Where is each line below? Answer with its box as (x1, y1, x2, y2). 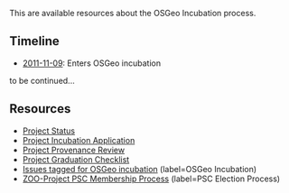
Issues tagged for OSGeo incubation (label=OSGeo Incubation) (22, 163, 257, 174)
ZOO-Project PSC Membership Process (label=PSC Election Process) (22, 173, 281, 184)
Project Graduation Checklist (22, 153, 130, 165)
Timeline (9, 33, 61, 49)
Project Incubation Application (22, 134, 135, 145)
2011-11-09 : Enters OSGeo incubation (22, 58, 161, 69)
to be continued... (9, 75, 75, 86)
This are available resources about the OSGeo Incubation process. (9, 8, 256, 18)
